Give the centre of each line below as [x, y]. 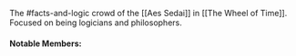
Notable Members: [46, 43]
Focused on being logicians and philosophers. [96, 23]
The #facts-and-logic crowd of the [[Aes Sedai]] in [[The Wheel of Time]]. [148, 13]
